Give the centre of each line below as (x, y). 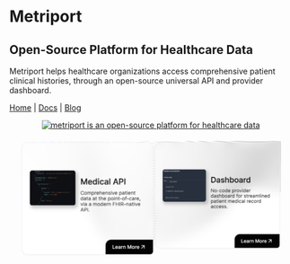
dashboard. (31, 90)
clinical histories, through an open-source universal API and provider (136, 81)
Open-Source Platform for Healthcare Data (131, 50)
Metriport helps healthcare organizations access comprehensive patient (142, 71)
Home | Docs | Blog (45, 108)
